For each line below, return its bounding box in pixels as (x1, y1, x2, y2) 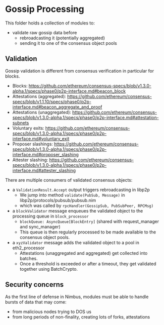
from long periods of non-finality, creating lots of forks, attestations (12, 314, 150, 320)
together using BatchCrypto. (19, 266, 78, 272)
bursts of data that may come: (5, 299, 67, 305)
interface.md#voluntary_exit (12, 135, 69, 141)
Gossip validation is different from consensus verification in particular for (5, 68, 155, 74)
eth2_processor (12, 245, 45, 251)
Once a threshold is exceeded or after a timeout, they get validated (19, 260, 157, 267)
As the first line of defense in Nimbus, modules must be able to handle (5, 294, 149, 300)
